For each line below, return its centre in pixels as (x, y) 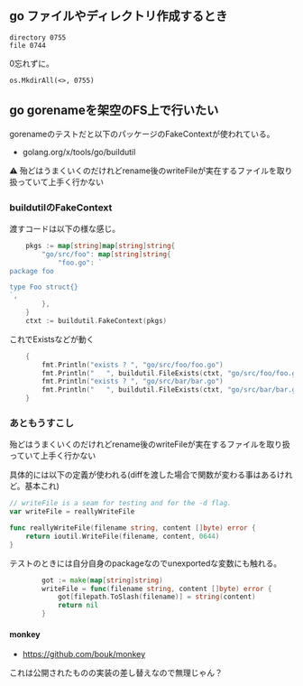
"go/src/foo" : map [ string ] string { (106, 254)
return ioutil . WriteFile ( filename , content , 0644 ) (123, 536)
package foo (32, 271)
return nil (78, 606)
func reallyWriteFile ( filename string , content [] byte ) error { (133, 528)
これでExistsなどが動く (52, 339)
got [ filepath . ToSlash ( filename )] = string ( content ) (156, 597)
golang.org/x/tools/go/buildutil (79, 152)
